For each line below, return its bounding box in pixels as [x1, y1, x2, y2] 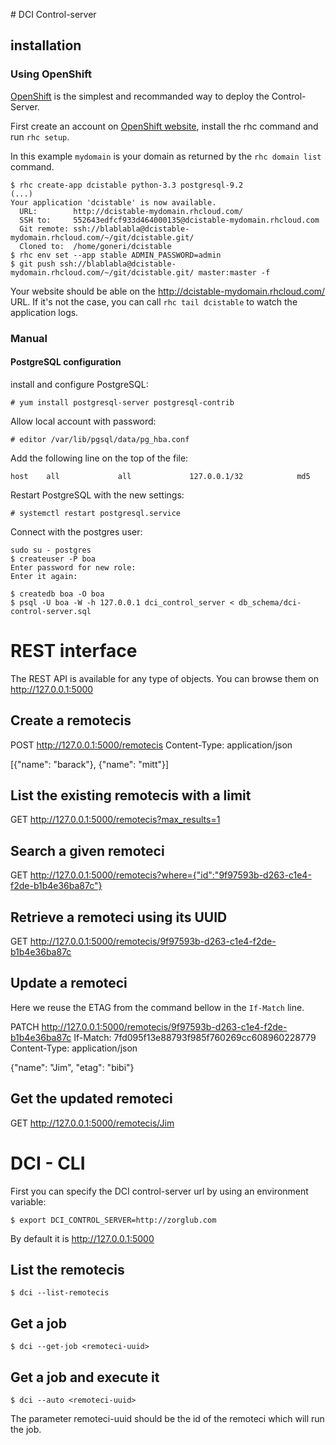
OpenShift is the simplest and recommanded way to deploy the [10, 90, 270, 102]
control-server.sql [10, 606, 92, 616]
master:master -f [198, 267, 271, 278]
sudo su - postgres [10, 545, 92, 555]
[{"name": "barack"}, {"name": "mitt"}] [10, 758, 170, 770]
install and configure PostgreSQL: [10, 378, 149, 390]
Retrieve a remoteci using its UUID [10, 909, 228, 926]
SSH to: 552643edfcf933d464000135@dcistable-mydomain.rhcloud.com [19, 215, 320, 225]
